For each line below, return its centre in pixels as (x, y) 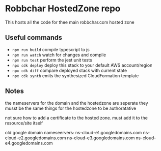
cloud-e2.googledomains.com (36, 138)
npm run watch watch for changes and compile (59, 55)
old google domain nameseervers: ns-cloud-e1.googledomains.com (74, 132)
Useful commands (34, 38)
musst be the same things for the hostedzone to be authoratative (71, 108)
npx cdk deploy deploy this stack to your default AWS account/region (82, 65)
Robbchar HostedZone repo (63, 9)
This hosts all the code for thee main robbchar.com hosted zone (70, 22)
